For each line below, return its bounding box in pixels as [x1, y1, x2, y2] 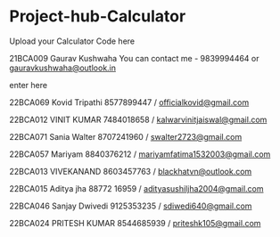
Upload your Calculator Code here [9, 36, 136, 46]
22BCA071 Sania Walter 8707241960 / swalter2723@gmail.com [9, 131, 243, 142]
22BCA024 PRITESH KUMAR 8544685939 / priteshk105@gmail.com [9, 217, 261, 228]
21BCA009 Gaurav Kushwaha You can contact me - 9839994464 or [9, 53, 260, 63]
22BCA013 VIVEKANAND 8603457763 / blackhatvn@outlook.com [9, 166, 252, 176]
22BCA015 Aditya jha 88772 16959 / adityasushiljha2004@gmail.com [9, 183, 264, 193]
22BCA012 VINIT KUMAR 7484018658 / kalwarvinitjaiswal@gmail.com [9, 114, 268, 125]
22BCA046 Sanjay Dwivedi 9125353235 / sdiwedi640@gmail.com [9, 200, 252, 211]
